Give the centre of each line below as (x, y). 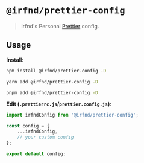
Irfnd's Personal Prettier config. (60, 26)
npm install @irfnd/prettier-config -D (56, 71)
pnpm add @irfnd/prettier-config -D (52, 92)
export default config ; (36, 154)
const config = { (28, 126)
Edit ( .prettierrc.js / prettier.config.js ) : (59, 104)
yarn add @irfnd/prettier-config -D (52, 81)
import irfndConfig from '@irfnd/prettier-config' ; (72, 115)
